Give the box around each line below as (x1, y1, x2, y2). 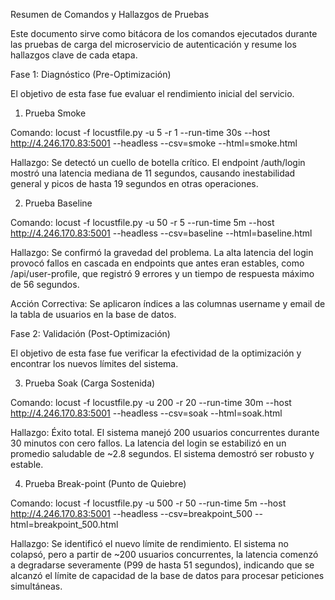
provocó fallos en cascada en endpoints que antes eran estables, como (10, 257, 305, 269)
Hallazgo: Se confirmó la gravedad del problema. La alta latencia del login (10, 247, 314, 258)
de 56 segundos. (10, 279, 80, 290)
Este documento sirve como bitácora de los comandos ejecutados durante (10, 28, 318, 39)
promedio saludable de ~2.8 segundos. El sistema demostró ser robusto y (10, 448, 315, 459)
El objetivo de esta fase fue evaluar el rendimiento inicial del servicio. (10, 88, 295, 99)
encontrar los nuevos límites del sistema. (10, 358, 179, 369)
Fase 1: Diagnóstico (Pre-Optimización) (10, 69, 172, 80)
